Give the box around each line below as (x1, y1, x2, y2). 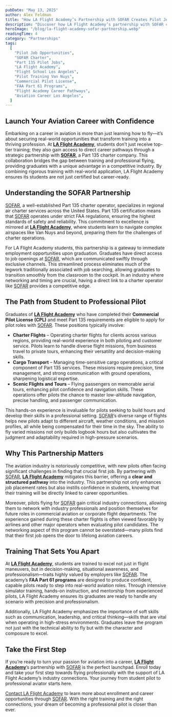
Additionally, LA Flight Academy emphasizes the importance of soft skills (5, 609, 159, 615)
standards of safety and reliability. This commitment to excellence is (5, 218, 149, 225)
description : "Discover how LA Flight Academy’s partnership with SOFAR (5, 21, 164, 27)
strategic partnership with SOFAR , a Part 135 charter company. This (5, 152, 148, 159)
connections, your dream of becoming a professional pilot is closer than (5, 701, 157, 707)
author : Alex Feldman (5, 12, 52, 17)
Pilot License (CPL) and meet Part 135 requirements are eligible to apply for (5, 317, 165, 323)
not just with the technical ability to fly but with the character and (5, 625, 142, 631)
